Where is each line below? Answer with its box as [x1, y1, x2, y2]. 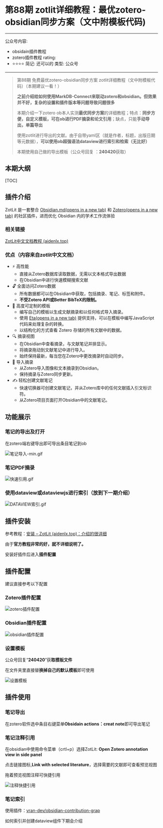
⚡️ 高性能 [12, 264, 29, 269]
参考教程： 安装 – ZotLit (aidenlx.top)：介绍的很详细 [5, 531, 107, 537]
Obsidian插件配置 [5, 619, 47, 626]
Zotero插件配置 [5, 594, 41, 601]
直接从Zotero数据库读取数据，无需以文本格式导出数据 [19, 271, 126, 277]
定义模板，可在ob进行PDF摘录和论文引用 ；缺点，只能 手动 [30, 116, 146, 122]
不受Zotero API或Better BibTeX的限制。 [19, 297, 99, 303]
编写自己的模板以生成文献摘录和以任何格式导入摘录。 [19, 309, 126, 315]
